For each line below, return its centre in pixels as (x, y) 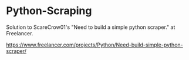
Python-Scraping (49, 11)
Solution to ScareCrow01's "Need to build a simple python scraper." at (91, 27)
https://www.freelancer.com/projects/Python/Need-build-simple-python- (95, 45)
